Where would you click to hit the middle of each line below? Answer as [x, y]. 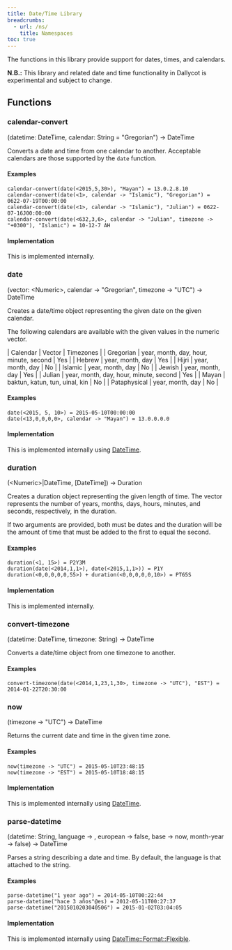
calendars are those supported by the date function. [82, 158]
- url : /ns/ [31, 26]
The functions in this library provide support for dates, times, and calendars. [117, 59]
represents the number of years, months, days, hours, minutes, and [104, 504]
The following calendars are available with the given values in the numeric [113, 331]
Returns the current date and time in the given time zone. [89, 735]
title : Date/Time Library [45, 14]
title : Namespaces [46, 33]
